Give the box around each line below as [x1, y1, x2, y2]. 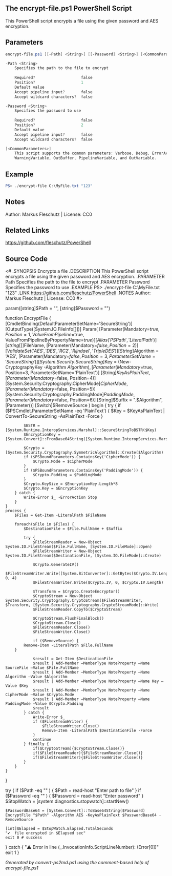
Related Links [5, 226, 50, 235]
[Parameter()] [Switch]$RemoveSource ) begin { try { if [5, 402, 121, 409]
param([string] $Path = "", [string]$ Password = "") [5, 305, 111, 312]
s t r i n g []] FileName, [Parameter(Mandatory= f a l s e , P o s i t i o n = [7, 342, 132, 349]
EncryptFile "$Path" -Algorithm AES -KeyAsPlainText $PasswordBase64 [5, 812, 157, 818]
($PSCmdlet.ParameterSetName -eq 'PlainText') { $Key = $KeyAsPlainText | [5, 408, 165, 414]
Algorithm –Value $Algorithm [5, 674, 68, 680]
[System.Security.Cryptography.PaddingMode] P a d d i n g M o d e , [5, 392, 135, 398]
